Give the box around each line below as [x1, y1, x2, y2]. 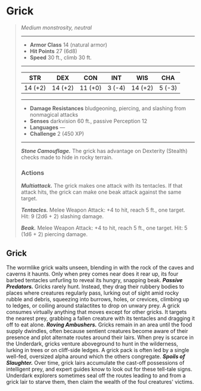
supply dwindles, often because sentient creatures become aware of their [6, 328, 188, 335]
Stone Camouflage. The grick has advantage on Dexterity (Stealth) [20, 147, 188, 154]
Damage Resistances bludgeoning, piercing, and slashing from [29, 105, 187, 112]
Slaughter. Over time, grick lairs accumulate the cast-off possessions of [6, 359, 185, 366]
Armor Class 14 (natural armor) [29, 41, 108, 48]
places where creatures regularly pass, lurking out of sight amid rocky [6, 289, 179, 297]
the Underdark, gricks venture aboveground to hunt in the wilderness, [6, 340, 178, 347]
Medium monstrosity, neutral [20, 24, 92, 31]
